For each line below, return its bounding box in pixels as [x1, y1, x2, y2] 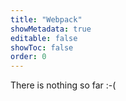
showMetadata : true [10, 24, 92, 34]
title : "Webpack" [10, 14, 83, 25]
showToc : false [10, 42, 74, 53]
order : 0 [10, 52, 47, 62]
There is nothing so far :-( [10, 79, 117, 91]
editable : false [10, 33, 78, 43]
